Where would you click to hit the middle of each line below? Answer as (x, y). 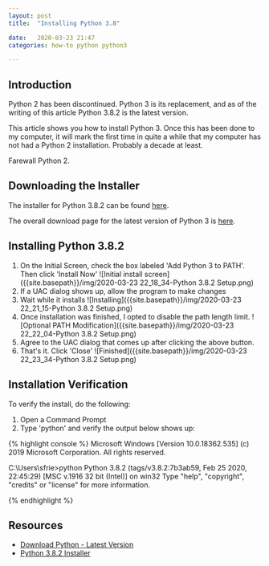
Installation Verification (68, 385)
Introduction (40, 85)
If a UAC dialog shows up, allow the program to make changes (123, 291)
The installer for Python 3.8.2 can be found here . (89, 205)
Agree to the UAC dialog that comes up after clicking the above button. (137, 342)
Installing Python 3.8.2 (66, 246)
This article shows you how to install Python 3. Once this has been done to (132, 128)
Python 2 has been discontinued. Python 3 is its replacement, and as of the (132, 104)
